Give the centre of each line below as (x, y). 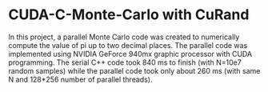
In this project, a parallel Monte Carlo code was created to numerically (124, 37)
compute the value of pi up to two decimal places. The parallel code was (128, 45)
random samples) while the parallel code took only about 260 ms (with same (134, 70)
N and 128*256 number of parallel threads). (80, 79)
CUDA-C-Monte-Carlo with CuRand (129, 15)
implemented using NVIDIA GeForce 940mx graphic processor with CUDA (130, 54)
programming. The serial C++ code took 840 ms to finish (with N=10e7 (125, 62)
